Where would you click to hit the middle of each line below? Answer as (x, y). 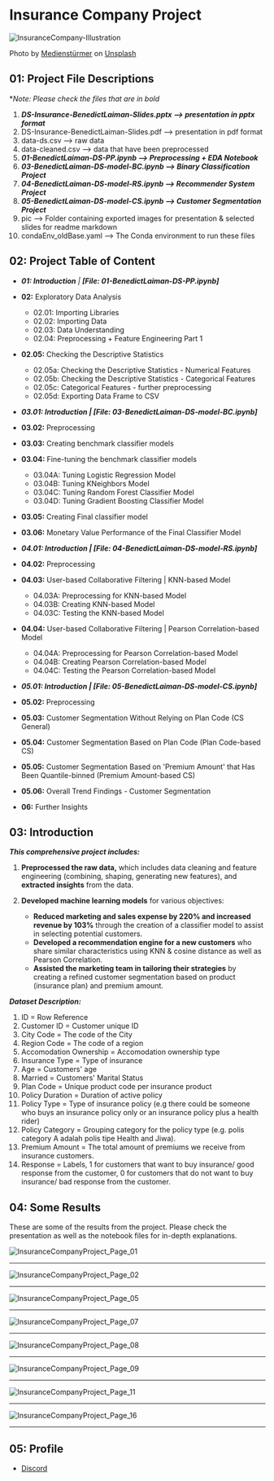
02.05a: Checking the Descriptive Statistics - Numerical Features (142, 370)
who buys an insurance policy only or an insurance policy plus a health (140, 1113)
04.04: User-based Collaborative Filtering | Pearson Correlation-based (140, 628)
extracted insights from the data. (77, 885)
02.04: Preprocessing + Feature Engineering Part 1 (118, 338)
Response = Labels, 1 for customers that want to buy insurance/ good (137, 1165)
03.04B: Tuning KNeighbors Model (91, 483)
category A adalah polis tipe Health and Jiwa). (98, 1139)
